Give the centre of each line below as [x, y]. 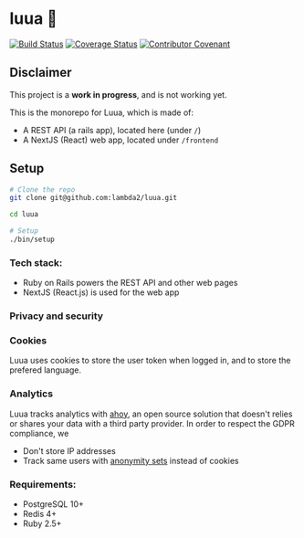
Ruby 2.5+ [42, 523]
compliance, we [39, 433]
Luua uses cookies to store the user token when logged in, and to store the [150, 361]
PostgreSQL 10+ [53, 504]
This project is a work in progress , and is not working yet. [118, 94]
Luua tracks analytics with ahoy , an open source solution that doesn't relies [151, 414]
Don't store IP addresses [69, 450]
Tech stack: [36, 262]
